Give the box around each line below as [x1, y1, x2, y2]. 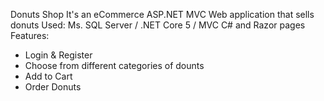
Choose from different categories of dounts [24, 60, 205, 71]
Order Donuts [24, 81, 82, 93]
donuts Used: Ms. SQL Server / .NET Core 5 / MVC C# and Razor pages [10, 19, 306, 31]
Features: [10, 30, 50, 41]
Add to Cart [24, 70, 73, 82]
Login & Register [24, 49, 93, 61]
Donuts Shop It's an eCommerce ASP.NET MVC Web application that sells [10, 9, 315, 20]
